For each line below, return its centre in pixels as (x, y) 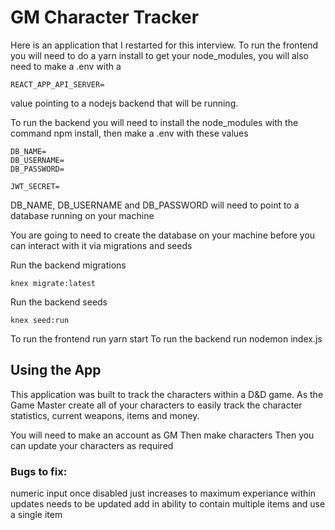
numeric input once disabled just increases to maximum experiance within (163, 493)
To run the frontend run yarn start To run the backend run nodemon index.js (166, 338)
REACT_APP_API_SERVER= (57, 84)
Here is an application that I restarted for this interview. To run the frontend (164, 45)
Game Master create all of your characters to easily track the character (156, 405)
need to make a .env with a (66, 66)
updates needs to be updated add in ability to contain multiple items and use (168, 504)
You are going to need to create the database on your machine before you (163, 235)
